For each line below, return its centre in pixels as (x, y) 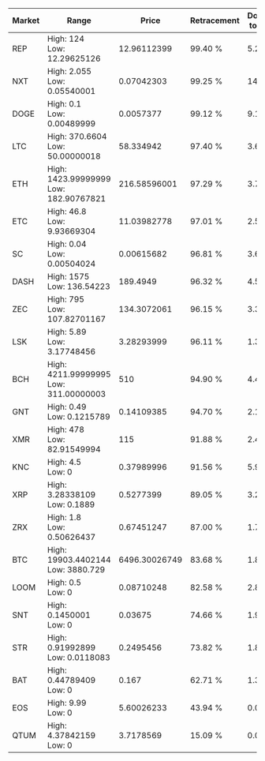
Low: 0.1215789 (78, 416)
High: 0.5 (64, 582)
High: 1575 (68, 277)
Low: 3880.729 (76, 570)
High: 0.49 (67, 407)
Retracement (215, 21)
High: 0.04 (67, 244)
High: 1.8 (64, 517)
